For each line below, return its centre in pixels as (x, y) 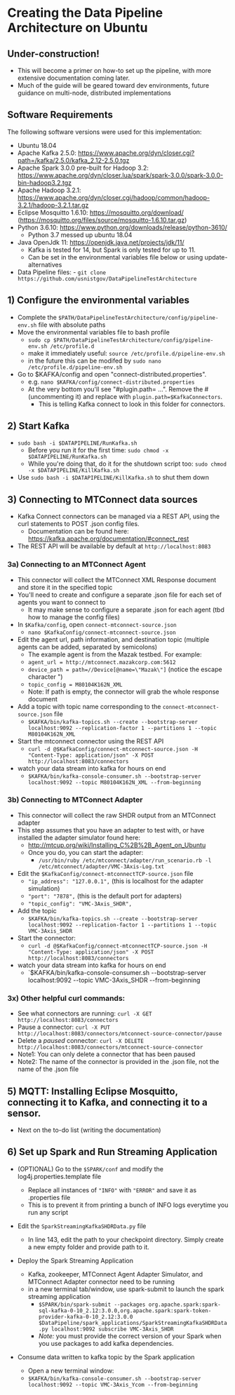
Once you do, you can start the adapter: (86, 852)
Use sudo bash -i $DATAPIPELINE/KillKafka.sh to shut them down (113, 478)
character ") (45, 676)
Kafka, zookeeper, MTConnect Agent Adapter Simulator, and (115, 1274)
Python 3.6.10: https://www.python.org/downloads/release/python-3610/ (122, 227)
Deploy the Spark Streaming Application (75, 1260)
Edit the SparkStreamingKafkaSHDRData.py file (82, 1226)
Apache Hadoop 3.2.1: (49, 190)
